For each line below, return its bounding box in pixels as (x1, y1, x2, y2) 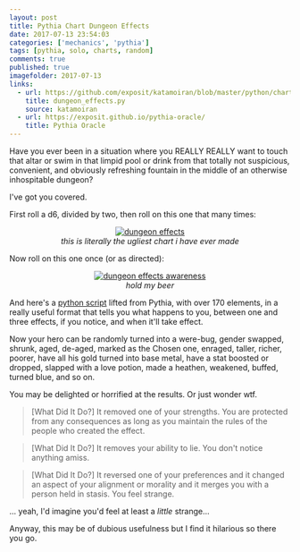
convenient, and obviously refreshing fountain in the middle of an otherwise (9, 165, 287, 175)
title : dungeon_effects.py (25, 96, 126, 106)
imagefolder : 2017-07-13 (9, 72, 102, 81)
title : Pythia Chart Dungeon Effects (9, 21, 150, 30)
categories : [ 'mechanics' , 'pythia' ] (9, 38, 150, 47)
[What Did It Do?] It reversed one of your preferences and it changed (30, 470, 285, 480)
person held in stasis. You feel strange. (30, 488, 175, 499)
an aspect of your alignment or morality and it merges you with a (30, 480, 270, 489)
